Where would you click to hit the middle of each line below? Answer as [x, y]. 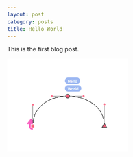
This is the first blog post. [43, 49]
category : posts [30, 22]
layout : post [26, 14]
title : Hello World [35, 29]
